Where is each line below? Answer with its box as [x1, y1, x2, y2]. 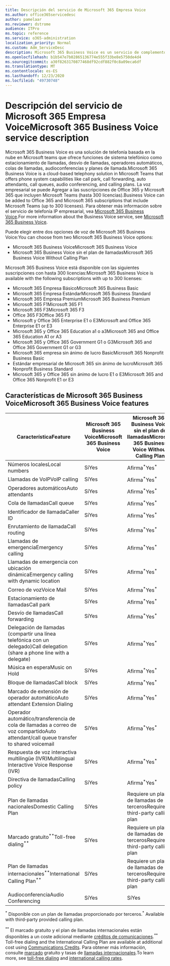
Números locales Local [8, 460, 61, 468]
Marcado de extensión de [8, 687, 69, 694]
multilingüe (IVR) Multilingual [8, 755, 75, 762]
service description [5, 132, 90, 143]
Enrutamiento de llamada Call [8, 523, 76, 530]
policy [8, 782, 22, 789]
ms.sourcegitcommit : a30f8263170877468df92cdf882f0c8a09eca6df [5, 59, 142, 64]
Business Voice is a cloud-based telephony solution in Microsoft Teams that [5, 170, 163, 176]
